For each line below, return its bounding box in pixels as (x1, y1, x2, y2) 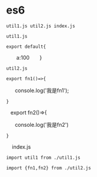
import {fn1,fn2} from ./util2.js (6, 165, 92, 171)
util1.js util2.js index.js (6, 23, 76, 29)
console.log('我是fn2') (14, 121, 69, 128)
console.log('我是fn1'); (14, 87, 69, 94)
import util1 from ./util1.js (6, 155, 81, 160)
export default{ (6, 44, 46, 50)
